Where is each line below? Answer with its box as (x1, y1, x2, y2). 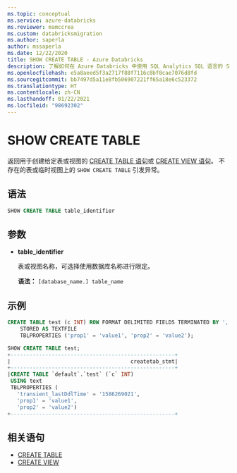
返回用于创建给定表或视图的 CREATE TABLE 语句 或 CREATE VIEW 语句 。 (7, 156, 217, 165)
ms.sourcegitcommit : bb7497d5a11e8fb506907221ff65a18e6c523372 (7, 75, 197, 83)
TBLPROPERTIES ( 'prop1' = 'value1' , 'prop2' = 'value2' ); (20, 332, 194, 339)
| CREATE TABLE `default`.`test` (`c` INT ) (7, 371, 134, 378)
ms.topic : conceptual (7, 10, 71, 18)
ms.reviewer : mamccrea (7, 23, 74, 30)
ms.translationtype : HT (7, 82, 78, 90)
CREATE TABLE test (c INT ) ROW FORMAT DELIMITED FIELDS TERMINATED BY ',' (7, 319, 232, 326)
